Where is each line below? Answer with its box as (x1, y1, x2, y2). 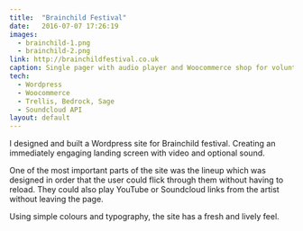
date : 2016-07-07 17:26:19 (9, 22, 119, 31)
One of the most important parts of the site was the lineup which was (9, 165, 266, 176)
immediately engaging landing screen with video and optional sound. (9, 147, 266, 158)
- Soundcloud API (17, 105, 83, 114)
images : (9, 30, 39, 39)
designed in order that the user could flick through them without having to (9, 174, 284, 185)
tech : (9, 72, 30, 81)
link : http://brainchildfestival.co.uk (9, 55, 160, 64)
